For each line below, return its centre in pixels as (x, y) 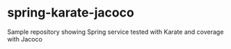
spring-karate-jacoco (71, 13)
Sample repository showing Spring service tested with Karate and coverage (115, 32)
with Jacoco (25, 39)
